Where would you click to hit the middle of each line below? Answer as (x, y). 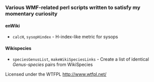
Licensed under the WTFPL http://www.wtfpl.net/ (56, 74)
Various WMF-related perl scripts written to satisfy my (73, 7)
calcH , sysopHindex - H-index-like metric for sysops (65, 37)
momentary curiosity (31, 13)
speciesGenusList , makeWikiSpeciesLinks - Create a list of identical (80, 59)
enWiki (12, 25)
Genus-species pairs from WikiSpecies (52, 64)
